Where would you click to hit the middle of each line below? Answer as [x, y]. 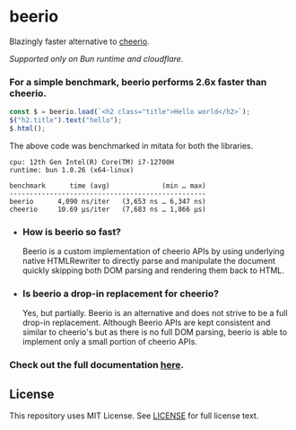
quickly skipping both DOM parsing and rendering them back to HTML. [153, 270]
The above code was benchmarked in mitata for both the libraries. [131, 145]
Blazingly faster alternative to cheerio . [79, 41]
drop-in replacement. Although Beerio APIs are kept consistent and [146, 323]
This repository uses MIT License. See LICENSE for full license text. [134, 416]
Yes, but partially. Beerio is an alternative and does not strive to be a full [155, 313]
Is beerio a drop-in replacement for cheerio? [121, 294]
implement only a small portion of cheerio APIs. [109, 342]
